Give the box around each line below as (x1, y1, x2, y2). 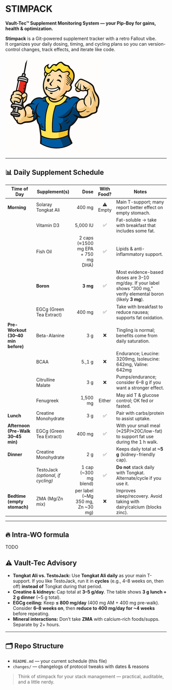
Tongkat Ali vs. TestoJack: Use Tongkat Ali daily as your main (12, 572, 146, 578)
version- (147, 40, 166, 47)
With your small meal (116, 422, 160, 429)
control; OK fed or (116, 397, 154, 403)
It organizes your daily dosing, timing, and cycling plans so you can (5, 40, 147, 47)
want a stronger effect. (116, 385, 164, 391)
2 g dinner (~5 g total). (12, 594, 61, 600)
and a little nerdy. (17, 679, 55, 685)
